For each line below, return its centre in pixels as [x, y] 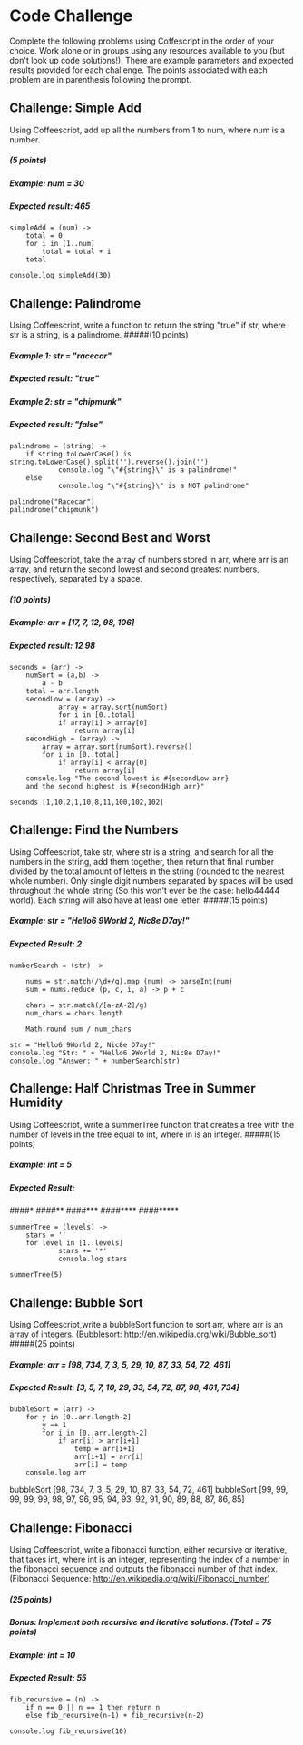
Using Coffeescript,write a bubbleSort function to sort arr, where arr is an [147, 1325]
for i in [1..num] [60, 244]
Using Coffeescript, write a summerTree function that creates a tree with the [152, 1124]
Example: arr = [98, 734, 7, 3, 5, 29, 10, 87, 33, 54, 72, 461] [120, 1364]
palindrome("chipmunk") [54, 510]
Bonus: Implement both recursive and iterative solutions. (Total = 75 [141, 1622]
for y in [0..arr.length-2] [78, 1417]
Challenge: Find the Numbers [94, 830]
